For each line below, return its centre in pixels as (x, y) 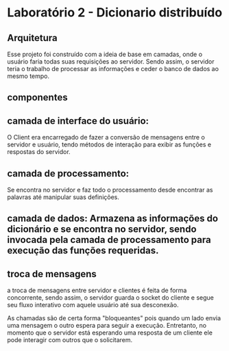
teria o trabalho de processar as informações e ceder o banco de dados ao (113, 69)
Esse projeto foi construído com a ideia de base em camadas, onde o (105, 54)
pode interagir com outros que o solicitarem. (70, 340)
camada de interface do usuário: (78, 121)
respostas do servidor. (39, 152)
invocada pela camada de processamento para (109, 240)
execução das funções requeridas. (83, 251)
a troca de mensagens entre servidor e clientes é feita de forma (97, 290)
